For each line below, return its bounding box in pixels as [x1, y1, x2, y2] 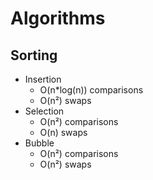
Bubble [24, 137, 55, 149]
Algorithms [10, 7, 106, 30]
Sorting [10, 47, 58, 64]
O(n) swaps [39, 127, 88, 138]
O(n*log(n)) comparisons [39, 84, 144, 96]
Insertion [24, 73, 62, 85]
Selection [24, 105, 65, 117]
